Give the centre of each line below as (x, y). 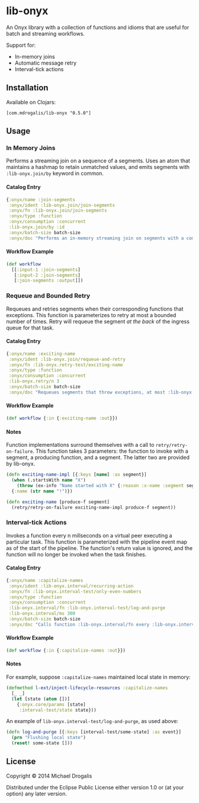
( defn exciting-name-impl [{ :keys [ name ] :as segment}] (76, 475)
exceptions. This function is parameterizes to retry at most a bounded (91, 315)
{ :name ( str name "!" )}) (42, 491)
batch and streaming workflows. (45, 33)
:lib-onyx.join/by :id (37, 227)
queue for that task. (30, 328)
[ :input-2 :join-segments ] (47, 275)
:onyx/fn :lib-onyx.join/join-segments (58, 211)
